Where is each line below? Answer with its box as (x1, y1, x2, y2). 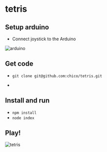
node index (12, 115, 35, 121)
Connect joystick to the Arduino (12, 36, 76, 42)
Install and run (5, 97, 50, 105)
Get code (5, 60, 33, 68)
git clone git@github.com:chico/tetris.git (12, 74, 103, 78)
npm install (12, 110, 37, 115)
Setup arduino (5, 23, 49, 31)
